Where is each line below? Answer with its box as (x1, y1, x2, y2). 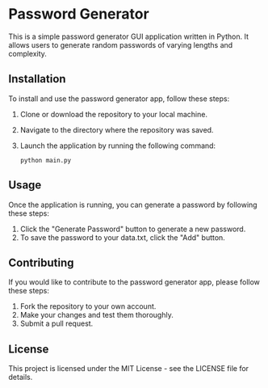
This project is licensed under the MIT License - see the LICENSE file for (8, 364, 249, 373)
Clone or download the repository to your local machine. (19, 109, 208, 119)
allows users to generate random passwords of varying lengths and (8, 40, 233, 49)
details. (8, 373, 33, 382)
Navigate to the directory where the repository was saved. (19, 124, 214, 134)
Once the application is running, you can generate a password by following (8, 200, 258, 209)
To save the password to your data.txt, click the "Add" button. (19, 232, 226, 242)
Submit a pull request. (19, 318, 94, 328)
